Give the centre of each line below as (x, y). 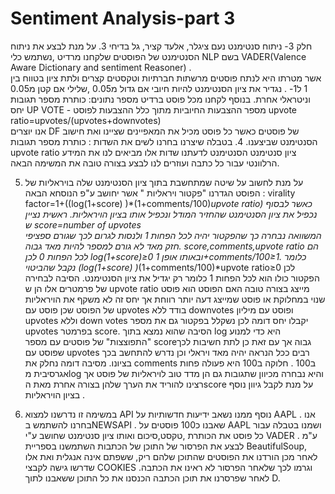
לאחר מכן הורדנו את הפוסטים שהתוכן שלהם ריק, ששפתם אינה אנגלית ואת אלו (171, 456)
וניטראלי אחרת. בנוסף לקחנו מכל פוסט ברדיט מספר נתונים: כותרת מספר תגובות (160, 99)
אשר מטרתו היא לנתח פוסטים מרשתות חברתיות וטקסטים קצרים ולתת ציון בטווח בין (166, 78)
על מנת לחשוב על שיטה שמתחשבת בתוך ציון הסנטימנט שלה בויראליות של (164, 182)
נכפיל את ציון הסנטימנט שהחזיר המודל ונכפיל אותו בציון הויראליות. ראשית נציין (171, 214)
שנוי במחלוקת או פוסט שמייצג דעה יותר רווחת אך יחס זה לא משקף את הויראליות (175, 299)
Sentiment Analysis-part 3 (123, 18)
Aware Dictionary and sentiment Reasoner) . (101, 67)
